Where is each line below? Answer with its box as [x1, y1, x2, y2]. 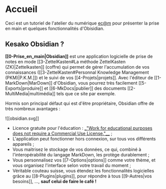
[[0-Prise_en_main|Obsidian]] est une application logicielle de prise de [5, 53, 153, 59]
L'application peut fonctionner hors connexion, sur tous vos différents [12, 135, 156, 141]
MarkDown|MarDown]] [5, 80, 52, 86]
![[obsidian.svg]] [5, 115, 39, 121]
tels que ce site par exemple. [56, 90, 116, 96]
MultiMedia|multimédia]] [5, 90, 56, 96]
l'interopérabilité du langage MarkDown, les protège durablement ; [12, 151, 150, 157]
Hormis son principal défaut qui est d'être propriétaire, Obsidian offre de [5, 100, 154, 106]
